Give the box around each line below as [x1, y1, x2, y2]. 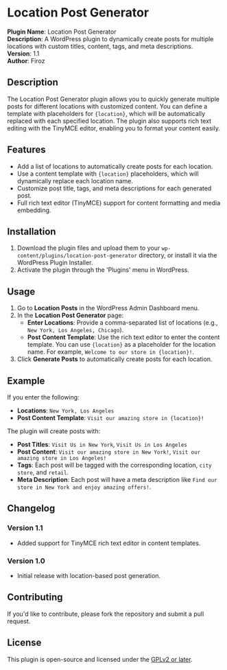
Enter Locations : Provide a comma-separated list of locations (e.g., [27, 319, 218, 327]
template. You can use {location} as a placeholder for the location [27, 340, 216, 349]
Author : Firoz [7, 56, 45, 65]
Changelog [7, 502, 56, 514]
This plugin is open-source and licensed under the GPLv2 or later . [7, 655, 193, 663]
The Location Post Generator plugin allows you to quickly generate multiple [7, 95, 219, 103]
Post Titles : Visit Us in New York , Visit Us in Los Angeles [16, 441, 187, 448]
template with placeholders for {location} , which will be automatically [7, 109, 206, 117]
